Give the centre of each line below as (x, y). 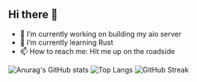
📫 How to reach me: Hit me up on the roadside (97, 51)
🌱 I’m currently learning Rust (67, 42)
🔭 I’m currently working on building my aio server (100, 33)
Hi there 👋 (33, 15)
